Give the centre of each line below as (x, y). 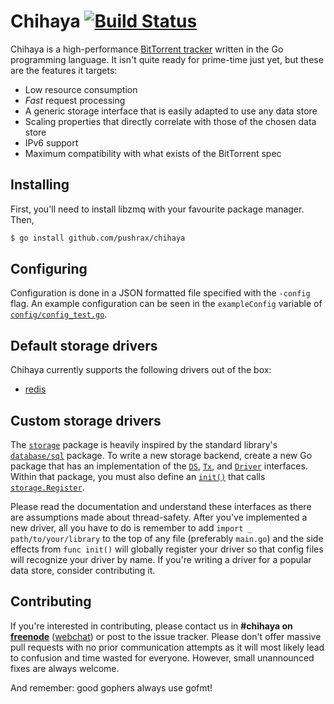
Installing (40, 185)
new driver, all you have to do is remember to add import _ (131, 528)
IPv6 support (51, 142)
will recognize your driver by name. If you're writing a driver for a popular (161, 560)
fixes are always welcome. (65, 668)
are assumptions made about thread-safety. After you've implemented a (159, 517)
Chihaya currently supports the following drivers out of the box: (141, 370)
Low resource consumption (81, 89)
